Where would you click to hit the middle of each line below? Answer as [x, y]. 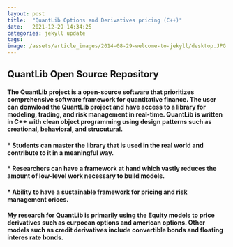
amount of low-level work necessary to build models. [86, 176]
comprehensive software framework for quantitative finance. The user [112, 99]
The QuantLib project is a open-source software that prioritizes [101, 92]
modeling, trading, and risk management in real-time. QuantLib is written [115, 114]
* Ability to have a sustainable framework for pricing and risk [97, 192]
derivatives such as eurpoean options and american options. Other [106, 223]
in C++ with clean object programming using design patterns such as [110, 121]
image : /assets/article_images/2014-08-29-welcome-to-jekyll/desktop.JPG [117, 46]
